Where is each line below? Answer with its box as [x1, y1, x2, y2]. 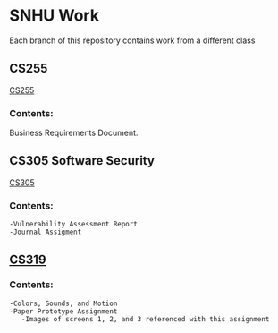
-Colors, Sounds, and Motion [9, 299, 118, 308]
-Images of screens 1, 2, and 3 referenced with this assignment [21, 314, 270, 323]
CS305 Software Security [9, 153, 155, 168]
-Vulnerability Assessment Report [9, 220, 139, 229]
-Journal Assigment [9, 227, 82, 237]
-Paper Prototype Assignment [9, 306, 118, 316]
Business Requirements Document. [9, 127, 139, 139]
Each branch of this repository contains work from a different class [9, 35, 256, 46]
